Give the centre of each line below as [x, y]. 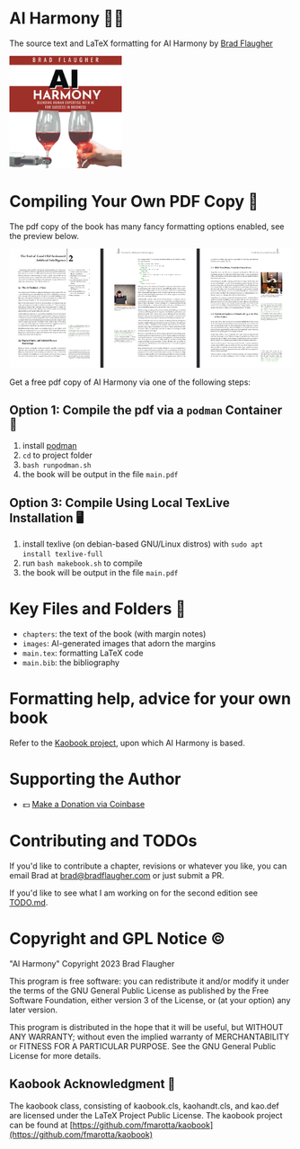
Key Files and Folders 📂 [98, 609]
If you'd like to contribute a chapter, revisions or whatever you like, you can [148, 866]
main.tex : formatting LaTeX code [83, 653]
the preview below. [44, 236]
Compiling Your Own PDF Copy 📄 [134, 202]
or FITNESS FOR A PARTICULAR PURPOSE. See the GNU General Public [143, 1046]
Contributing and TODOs [103, 841]
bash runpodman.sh [57, 466]
